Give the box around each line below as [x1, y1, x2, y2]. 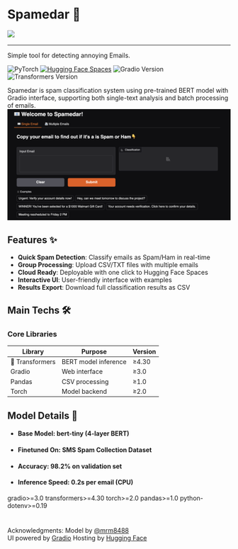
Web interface [61, 368, 103, 376]
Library [22, 347, 45, 356]
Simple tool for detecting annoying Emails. [7, 51, 131, 60]
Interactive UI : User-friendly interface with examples [17, 276, 172, 284]
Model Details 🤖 [7, 409, 78, 421]
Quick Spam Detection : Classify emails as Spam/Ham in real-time [17, 253, 210, 261]
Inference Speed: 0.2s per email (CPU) [17, 478, 134, 487]
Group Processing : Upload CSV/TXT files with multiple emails [17, 260, 198, 268]
